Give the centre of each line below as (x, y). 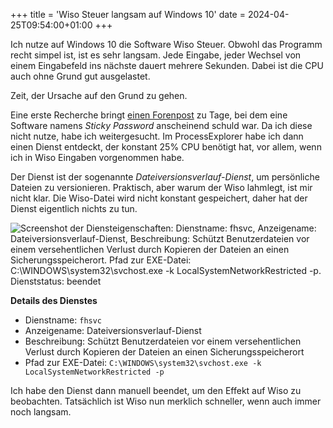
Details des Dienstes (54, 300)
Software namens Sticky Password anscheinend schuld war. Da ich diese (161, 125)
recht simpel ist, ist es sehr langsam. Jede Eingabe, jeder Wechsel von (156, 55)
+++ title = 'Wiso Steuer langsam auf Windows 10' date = (128, 14)
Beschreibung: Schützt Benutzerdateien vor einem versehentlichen (163, 341)
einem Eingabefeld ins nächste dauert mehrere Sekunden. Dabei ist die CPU (167, 65)
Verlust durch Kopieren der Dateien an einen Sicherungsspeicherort (164, 352)
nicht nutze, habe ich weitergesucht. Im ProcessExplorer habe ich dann (157, 136)
